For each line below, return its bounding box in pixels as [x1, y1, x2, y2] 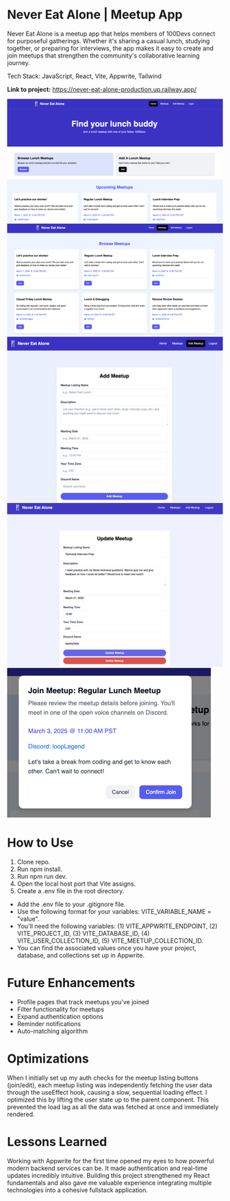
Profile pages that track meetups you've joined [16, 997, 149, 1006]
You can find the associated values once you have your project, [16, 943, 196, 952]
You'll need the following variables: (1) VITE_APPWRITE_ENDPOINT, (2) [16, 922, 218, 930]
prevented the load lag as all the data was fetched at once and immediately [7, 1102, 219, 1111]
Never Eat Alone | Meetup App [7, 7, 183, 23]
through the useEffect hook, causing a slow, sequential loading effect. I [7, 1088, 207, 1096]
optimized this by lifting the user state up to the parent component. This [7, 1095, 209, 1104]
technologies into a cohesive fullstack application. [7, 1186, 149, 1194]
